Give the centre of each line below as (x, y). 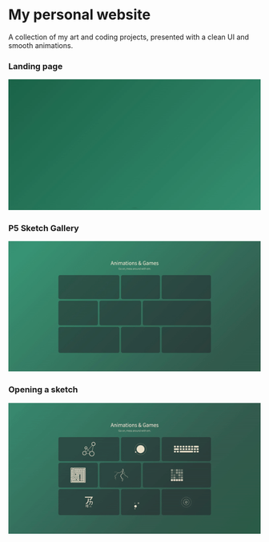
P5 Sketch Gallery (44, 228)
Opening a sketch (43, 390)
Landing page (36, 66)
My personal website (80, 15)
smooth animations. (41, 45)
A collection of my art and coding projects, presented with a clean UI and (129, 37)
